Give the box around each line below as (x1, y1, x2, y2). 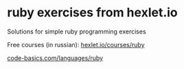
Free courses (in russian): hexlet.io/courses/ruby (7, 40, 146, 49)
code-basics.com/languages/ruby (7, 53, 104, 62)
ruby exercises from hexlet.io (7, 5, 179, 20)
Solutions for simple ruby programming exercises (7, 27, 146, 36)
